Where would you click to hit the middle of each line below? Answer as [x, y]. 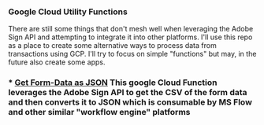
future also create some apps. [57, 62]
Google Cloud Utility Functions [68, 12]
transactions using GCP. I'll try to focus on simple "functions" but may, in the [132, 54]
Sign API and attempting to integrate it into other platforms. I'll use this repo [130, 37]
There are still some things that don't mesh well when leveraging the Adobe [131, 29]
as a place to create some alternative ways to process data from [112, 46]
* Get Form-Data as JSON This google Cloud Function [113, 83]
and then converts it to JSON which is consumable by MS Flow [130, 102]
